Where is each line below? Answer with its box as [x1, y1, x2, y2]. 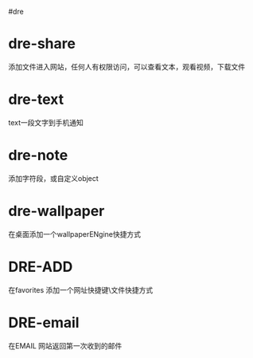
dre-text [8, 91, 64, 108]
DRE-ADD [8, 258, 73, 276]
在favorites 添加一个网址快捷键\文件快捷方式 [8, 285, 154, 294]
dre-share [8, 35, 76, 53]
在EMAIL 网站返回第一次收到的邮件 [8, 340, 123, 350]
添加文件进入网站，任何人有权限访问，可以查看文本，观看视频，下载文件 [8, 61, 245, 71]
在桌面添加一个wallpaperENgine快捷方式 [8, 229, 142, 238]
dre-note [8, 147, 68, 164]
